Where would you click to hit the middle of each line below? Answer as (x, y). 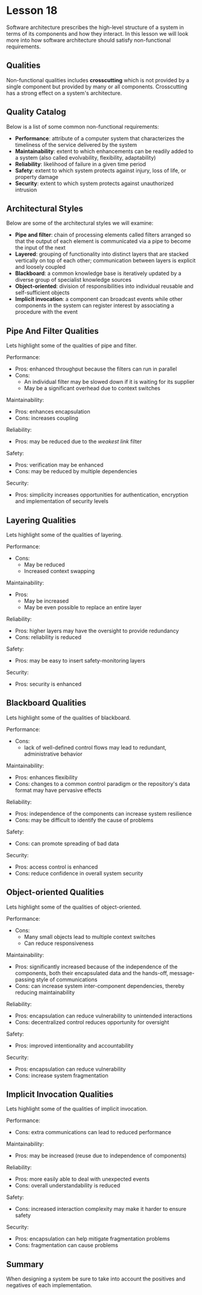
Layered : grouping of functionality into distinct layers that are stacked (102, 254)
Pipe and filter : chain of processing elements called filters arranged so (103, 235)
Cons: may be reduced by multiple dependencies (76, 472)
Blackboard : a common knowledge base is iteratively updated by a (98, 273)
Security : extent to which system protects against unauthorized (94, 183)
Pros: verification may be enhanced (59, 465)
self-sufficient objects (42, 293)
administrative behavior (53, 754)
